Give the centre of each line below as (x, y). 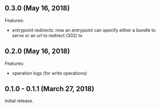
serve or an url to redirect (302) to (47, 35)
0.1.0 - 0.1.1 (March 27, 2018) (50, 89)
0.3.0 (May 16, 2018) (37, 8)
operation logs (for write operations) (49, 73)
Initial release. (19, 101)
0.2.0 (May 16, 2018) (37, 51)
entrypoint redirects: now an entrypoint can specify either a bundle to (84, 30)
